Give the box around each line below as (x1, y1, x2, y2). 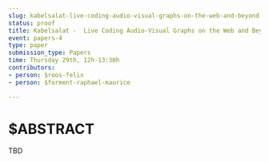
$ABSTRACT (8, 120, 94, 138)
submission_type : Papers (8, 49, 91, 57)
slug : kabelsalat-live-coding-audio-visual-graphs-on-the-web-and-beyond (8, 11, 260, 20)
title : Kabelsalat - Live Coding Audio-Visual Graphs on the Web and (8, 26, 249, 34)
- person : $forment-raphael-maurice (8, 78, 130, 86)
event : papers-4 (8, 34, 62, 42)
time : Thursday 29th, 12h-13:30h (8, 57, 120, 65)
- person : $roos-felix (8, 71, 84, 79)
